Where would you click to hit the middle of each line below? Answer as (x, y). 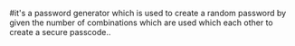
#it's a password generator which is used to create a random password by (148, 13)
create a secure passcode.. (60, 32)
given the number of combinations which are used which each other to (141, 23)
